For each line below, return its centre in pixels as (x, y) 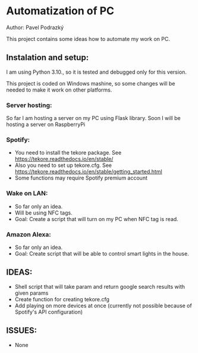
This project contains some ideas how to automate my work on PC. (88, 39)
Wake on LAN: (27, 193)
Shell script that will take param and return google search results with (100, 286)
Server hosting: (29, 105)
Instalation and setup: (48, 58)
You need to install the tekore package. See (68, 153)
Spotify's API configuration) (49, 312)
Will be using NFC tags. (43, 213)
